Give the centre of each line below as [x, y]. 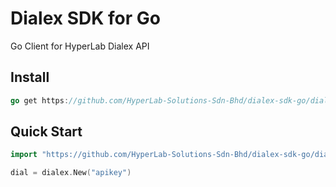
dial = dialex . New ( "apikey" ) [71, 173]
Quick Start [46, 132]
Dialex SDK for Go [85, 18]
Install [30, 77]
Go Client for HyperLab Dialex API [80, 46]
